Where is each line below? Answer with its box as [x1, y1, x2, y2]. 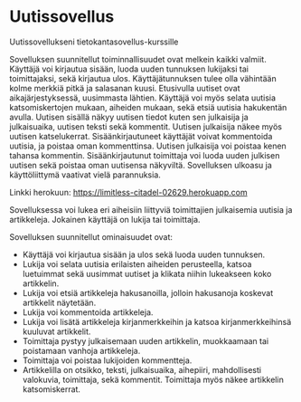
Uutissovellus [9, 6, 115, 27]
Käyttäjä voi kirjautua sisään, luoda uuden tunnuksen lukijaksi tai [9, 63, 249, 74]
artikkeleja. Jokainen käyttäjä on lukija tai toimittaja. [9, 214, 201, 225]
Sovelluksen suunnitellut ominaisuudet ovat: [9, 231, 174, 242]
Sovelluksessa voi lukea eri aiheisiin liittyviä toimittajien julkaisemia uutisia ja [9, 204, 293, 215]
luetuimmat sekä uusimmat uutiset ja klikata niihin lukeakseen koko [22, 268, 272, 279]
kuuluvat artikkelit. [22, 326, 91, 337]
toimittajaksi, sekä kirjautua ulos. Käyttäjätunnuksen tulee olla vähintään [9, 72, 277, 83]
